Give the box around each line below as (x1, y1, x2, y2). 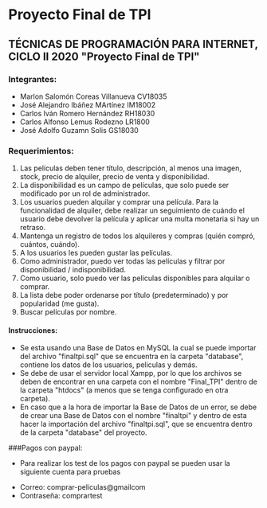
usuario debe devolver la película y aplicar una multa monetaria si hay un (19, 214, 260, 224)
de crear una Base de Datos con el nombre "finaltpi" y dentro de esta (19, 411, 247, 420)
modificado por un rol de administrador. (19, 189, 151, 198)
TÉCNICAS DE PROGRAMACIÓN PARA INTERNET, (8, 37, 258, 51)
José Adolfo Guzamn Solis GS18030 (19, 125, 139, 135)
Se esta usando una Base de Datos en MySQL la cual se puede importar (19, 343, 257, 353)
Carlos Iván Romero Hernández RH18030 (19, 108, 155, 118)
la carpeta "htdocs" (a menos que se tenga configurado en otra (19, 385, 229, 395)
